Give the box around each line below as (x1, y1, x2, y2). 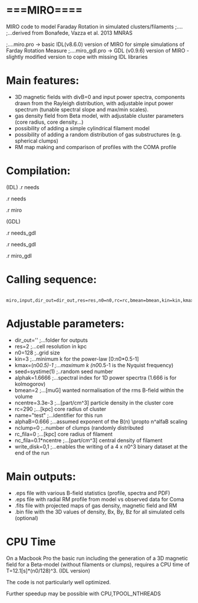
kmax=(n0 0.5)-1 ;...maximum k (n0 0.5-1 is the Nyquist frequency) (14, 361, 174, 368)
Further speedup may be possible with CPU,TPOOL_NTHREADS (6, 590, 161, 597)
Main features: (6, 74, 80, 87)
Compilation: (6, 164, 71, 177)
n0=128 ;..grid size (14, 349, 60, 356)
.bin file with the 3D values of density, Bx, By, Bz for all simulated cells (14, 508, 185, 515)
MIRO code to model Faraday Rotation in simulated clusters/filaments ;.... (6, 23, 183, 30)
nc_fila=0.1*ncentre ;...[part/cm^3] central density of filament (14, 437, 163, 444)
